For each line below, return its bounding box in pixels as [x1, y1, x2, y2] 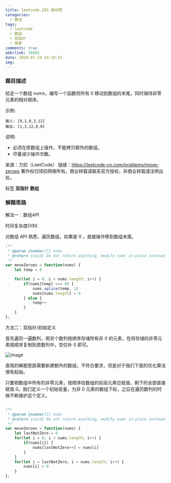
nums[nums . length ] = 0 [32, 291, 81, 296]
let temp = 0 [14, 268, 42, 273]
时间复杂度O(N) [5, 223, 38, 229]
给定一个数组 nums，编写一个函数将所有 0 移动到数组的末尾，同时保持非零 [5, 90, 162, 96]
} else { [23, 296, 42, 301]
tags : [5, 21, 17, 27]
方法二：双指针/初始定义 [5, 324, 56, 330]
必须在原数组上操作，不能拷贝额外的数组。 [12, 144, 102, 151]
